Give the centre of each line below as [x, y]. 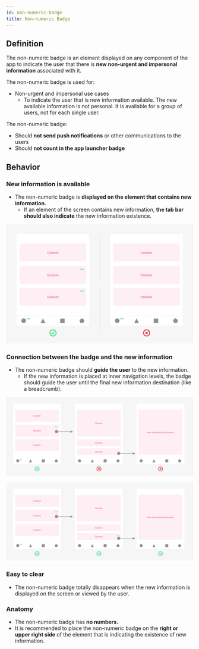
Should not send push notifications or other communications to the [98, 136]
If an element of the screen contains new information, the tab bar [104, 209]
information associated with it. [44, 71]
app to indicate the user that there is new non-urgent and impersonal [92, 64]
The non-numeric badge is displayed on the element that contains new [103, 197]
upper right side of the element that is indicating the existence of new [100, 635]
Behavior [23, 167]
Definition [25, 44]
